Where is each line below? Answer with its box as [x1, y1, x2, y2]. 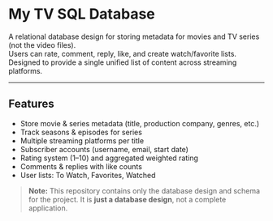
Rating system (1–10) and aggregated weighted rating [19, 153, 199, 163]
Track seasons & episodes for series [19, 127, 142, 137]
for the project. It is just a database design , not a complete [28, 194, 227, 204]
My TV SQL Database [8, 5, 156, 23]
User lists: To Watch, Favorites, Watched [19, 170, 156, 180]
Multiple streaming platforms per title [19, 135, 145, 146]
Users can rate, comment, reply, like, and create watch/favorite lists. [8, 49, 237, 58]
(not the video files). [8, 40, 76, 49]
